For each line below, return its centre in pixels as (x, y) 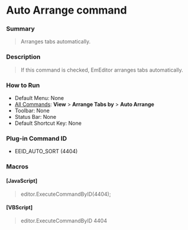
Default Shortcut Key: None (48, 123)
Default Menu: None (39, 98)
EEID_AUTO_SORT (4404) (46, 151)
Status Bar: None (35, 117)
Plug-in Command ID (36, 138)
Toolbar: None (32, 111)
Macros (17, 167)
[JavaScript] (22, 180)
